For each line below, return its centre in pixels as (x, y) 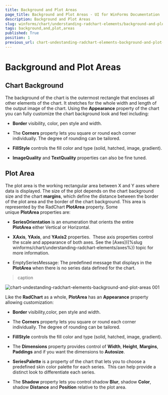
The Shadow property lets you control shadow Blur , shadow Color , (82, 381)
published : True (22, 33)
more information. (31, 253)
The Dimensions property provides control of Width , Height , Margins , (85, 346)
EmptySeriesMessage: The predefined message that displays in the (82, 262)
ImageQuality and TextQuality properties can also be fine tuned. (79, 158)
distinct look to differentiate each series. (54, 372)
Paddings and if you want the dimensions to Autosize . (68, 351)
